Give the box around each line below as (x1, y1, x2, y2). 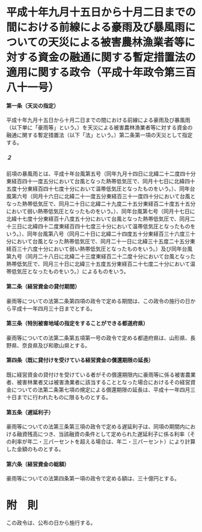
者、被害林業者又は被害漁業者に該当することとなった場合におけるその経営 (6, 378, 191, 385)
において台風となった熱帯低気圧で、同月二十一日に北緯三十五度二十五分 (11, 238, 191, 245)
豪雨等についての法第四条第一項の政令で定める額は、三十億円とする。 (6, 475, 180, 482)
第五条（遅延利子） (6, 408, 54, 415)
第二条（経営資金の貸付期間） (6, 283, 80, 290)
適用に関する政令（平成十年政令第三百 (6, 66, 197, 79)
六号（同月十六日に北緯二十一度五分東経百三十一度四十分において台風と (16, 193, 196, 200)
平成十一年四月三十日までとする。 (11, 305, 96, 312)
